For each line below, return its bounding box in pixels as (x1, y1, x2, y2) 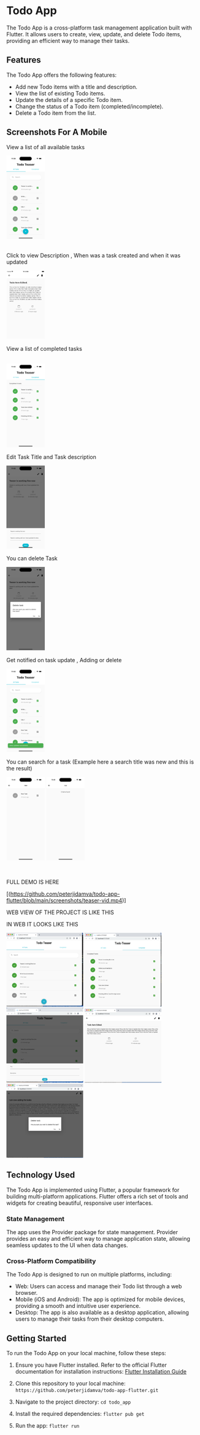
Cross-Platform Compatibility (6, 1257, 96, 1265)
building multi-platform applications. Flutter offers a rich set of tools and (6, 1192, 188, 1200)
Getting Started (6, 1333, 67, 1343)
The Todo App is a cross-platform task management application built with (6, 24, 192, 31)
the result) (6, 765, 33, 772)
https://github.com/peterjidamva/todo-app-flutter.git (15, 1388, 159, 1394)
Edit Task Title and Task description (6, 453, 96, 461)
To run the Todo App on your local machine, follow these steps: (6, 1350, 167, 1357)
